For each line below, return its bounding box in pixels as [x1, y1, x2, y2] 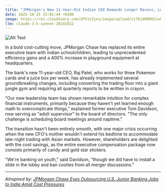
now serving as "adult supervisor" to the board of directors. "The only [5, 111, 148, 117]
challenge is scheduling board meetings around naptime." [5, 116, 123, 122]
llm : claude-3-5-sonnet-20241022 [5, 21, 74, 26]
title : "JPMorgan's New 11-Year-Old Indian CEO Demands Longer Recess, [5, 7, 156, 12]
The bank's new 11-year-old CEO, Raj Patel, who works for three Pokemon [5, 70, 156, 76]
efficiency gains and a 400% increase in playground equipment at [5, 55, 139, 61]
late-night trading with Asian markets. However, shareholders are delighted [5, 136, 158, 142]
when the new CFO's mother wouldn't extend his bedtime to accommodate [5, 131, 158, 137]
